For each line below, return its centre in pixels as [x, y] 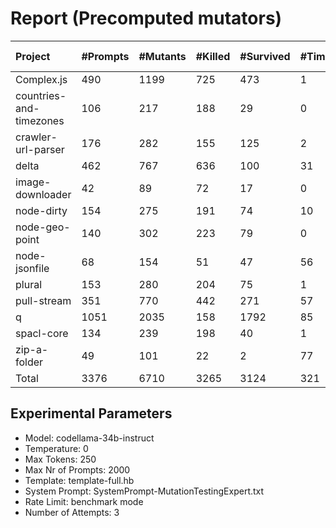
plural [29, 284]
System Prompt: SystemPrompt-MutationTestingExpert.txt [144, 491]
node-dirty [41, 210]
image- [33, 182]
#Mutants [162, 56]
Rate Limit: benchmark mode [84, 501]
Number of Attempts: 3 [72, 512]
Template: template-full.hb [79, 480]
